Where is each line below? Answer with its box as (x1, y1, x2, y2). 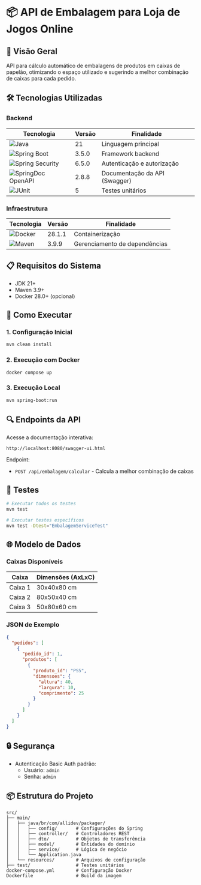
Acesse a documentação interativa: (6, 434, 94, 441)
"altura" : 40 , (38, 679, 74, 685)
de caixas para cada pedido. (6, 75, 77, 82)
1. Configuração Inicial (6, 328, 73, 336)
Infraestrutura (6, 204, 48, 213)
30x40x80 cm (36, 583, 77, 591)
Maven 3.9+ (14, 286, 45, 293)
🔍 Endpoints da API (6, 415, 81, 425)
